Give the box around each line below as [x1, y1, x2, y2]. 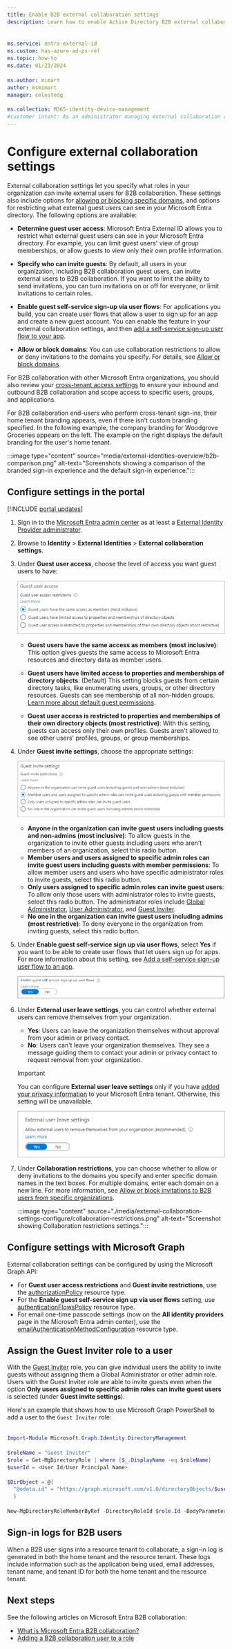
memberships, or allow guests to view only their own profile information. [17, 246, 223, 254]
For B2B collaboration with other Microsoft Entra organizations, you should [7, 373, 220, 382]
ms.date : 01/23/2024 [7, 62, 67, 69]
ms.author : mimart [7, 77, 60, 84]
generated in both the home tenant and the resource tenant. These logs [7, 1552, 211, 1561]
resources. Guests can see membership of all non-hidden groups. [27, 691, 215, 700]
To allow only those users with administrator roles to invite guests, [27, 891, 216, 899]
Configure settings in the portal [7, 486, 145, 498]
